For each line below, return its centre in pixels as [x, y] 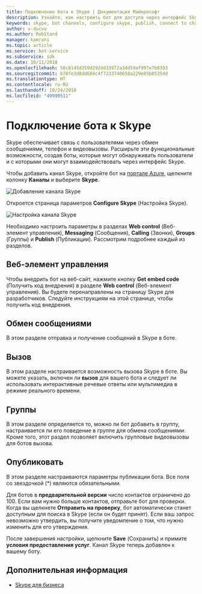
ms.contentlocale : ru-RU [37, 85]
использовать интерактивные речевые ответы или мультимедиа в [92, 384]
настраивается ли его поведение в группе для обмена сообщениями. [96, 430]
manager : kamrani [28, 40]
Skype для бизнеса [39, 584]
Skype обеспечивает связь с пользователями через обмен [82, 142]
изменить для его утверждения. [47, 527]
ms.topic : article [29, 46]
